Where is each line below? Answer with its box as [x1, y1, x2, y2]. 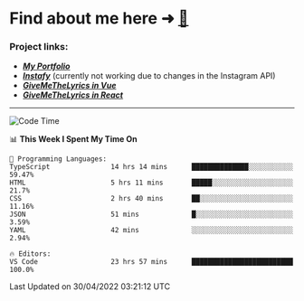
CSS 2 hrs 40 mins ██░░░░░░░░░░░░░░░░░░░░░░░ [9, 194, 294, 203]
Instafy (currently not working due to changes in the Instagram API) [22, 71, 276, 81]
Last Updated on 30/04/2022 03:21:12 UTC [9, 281, 170, 292]
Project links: [9, 41, 69, 53]
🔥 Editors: [9, 249, 52, 259]
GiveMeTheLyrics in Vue [22, 80, 117, 91]
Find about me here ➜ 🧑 [9, 8, 189, 29]
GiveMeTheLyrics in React [22, 89, 124, 100]
